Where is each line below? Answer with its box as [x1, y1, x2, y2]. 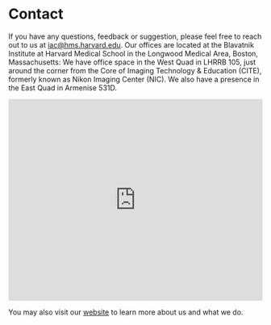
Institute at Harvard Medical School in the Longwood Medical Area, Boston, [8, 48, 258, 58]
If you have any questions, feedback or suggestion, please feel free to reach [8, 31, 262, 41]
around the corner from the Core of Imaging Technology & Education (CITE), [8, 65, 262, 75]
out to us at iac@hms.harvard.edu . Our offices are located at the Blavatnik [8, 40, 254, 49]
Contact [8, 5, 64, 23]
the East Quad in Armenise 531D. [8, 82, 117, 93]
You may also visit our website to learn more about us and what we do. [8, 307, 244, 317]
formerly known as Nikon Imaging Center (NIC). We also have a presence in [8, 74, 260, 84]
